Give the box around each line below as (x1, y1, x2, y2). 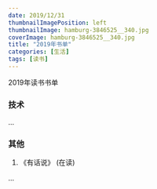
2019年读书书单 (8, 78, 59, 87)
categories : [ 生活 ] (8, 48, 70, 56)
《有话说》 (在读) (19, 158, 75, 167)
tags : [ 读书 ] (8, 56, 49, 64)
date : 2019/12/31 (8, 11, 65, 20)
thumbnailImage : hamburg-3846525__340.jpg (8, 26, 149, 34)
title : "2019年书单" (8, 41, 72, 49)
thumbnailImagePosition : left (8, 19, 108, 27)
